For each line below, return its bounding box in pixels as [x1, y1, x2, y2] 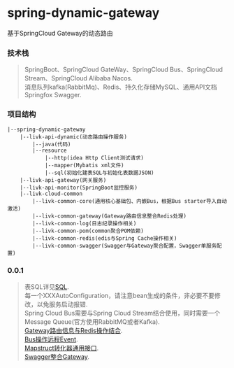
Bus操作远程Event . [24, 334, 78, 344]
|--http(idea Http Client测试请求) [44, 154, 145, 162]
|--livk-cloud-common [20, 190, 82, 197]
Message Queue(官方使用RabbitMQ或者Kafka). [24, 317, 161, 326]
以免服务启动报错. [36, 299, 88, 309]
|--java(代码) [32, 141, 71, 148]
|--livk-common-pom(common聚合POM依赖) [32, 227, 145, 234]
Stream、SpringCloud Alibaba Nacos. [24, 74, 133, 83]
